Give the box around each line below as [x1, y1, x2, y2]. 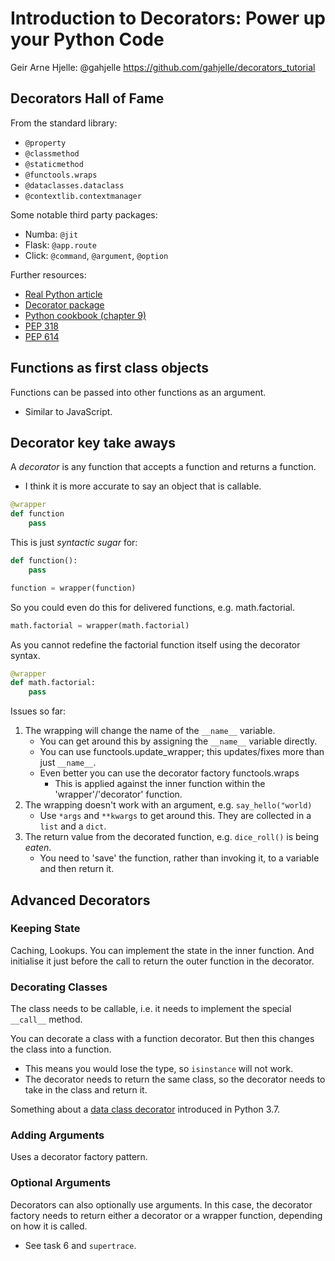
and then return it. [39, 863, 115, 875]
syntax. [10, 649, 41, 661]
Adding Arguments [10, 1128, 105, 1142]
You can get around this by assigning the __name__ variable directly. [39, 735, 318, 747]
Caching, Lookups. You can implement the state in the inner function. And [10, 944, 315, 956]
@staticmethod [24, 159, 84, 169]
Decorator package [24, 298, 105, 311]
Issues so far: [10, 705, 67, 717]
